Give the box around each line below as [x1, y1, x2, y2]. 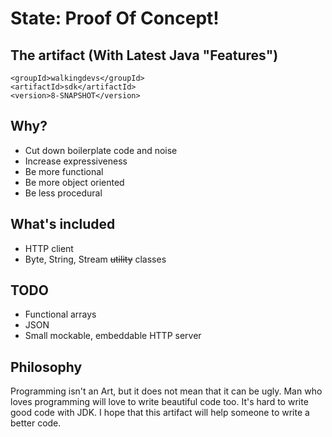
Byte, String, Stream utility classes [24, 253, 167, 265]
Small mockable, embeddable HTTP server [24, 330, 202, 342]
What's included [10, 216, 116, 233]
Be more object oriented [24, 176, 125, 188]
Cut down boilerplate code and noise [24, 144, 178, 156]
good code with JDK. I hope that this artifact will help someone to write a [10, 407, 310, 419]
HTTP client [24, 242, 74, 254]
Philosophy [10, 358, 83, 376]
